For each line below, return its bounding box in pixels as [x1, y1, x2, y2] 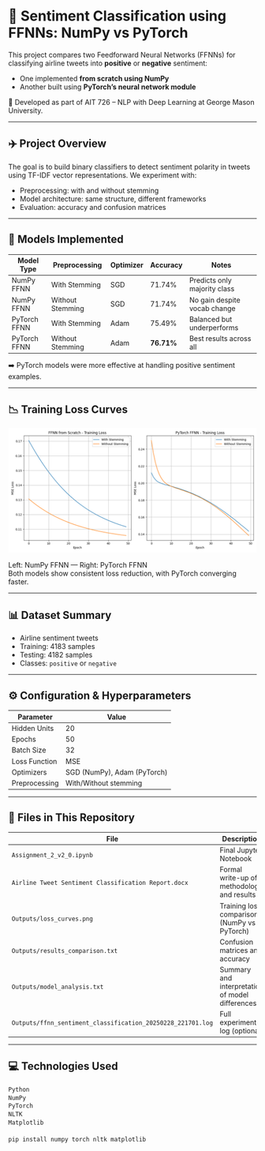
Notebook [219, 854, 252, 864]
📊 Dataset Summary [8, 608, 112, 622]
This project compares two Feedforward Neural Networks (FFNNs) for [8, 50, 236, 59]
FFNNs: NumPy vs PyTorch [8, 24, 188, 42]
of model [219, 990, 249, 999]
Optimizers [11, 767, 47, 777]
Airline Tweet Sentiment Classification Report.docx [11, 879, 188, 887]
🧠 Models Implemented [8, 233, 124, 246]
